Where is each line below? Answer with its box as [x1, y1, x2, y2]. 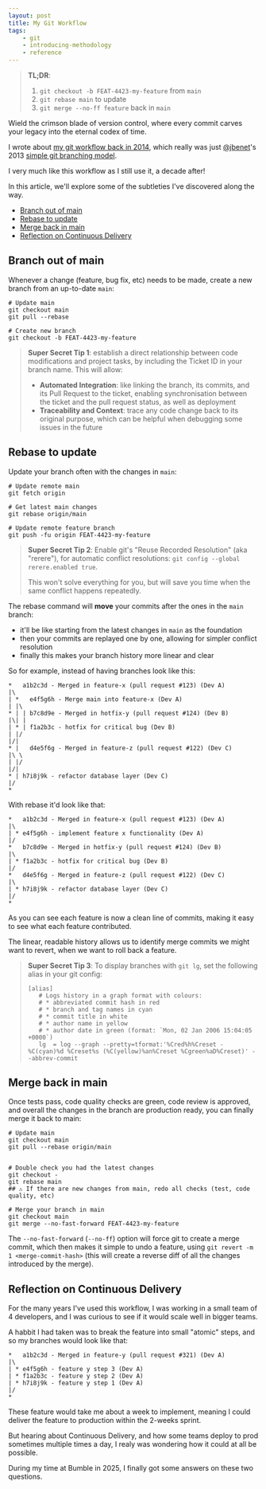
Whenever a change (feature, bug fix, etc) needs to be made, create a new [8, 275, 253, 284]
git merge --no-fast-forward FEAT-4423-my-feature [8, 1220, 179, 1228]
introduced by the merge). [8, 1260, 94, 1269]
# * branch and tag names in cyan [38, 1005, 153, 1013]
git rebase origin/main [8, 510, 87, 518]
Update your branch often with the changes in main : [8, 467, 177, 476]
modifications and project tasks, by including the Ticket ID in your [27, 356, 243, 366]
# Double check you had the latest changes [8, 1164, 155, 1172]
